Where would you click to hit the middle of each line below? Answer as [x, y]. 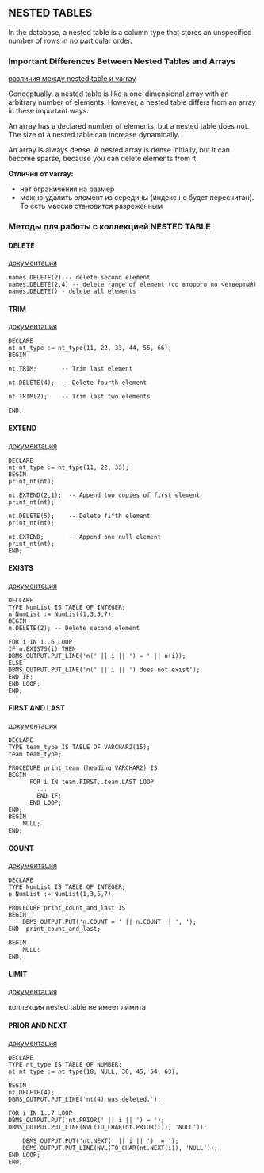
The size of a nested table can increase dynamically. [94, 135]
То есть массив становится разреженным [91, 206]
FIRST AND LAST [37, 708]
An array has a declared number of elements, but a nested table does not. [129, 126]
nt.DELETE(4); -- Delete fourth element [78, 383]
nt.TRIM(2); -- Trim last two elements [79, 397]
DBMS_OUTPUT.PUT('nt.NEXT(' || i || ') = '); [101, 1141]
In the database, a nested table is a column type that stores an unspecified [130, 32]
